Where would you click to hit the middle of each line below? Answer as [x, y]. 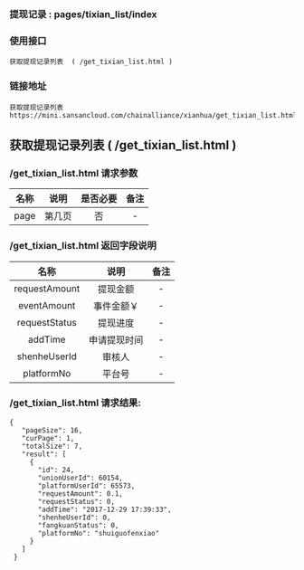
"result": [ [44, 454]
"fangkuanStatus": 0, [78, 525]
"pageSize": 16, [52, 430]
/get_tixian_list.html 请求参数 [74, 173]
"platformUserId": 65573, [86, 486]
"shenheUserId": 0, [74, 518]
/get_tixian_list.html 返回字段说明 [83, 246]
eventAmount [47, 305]
